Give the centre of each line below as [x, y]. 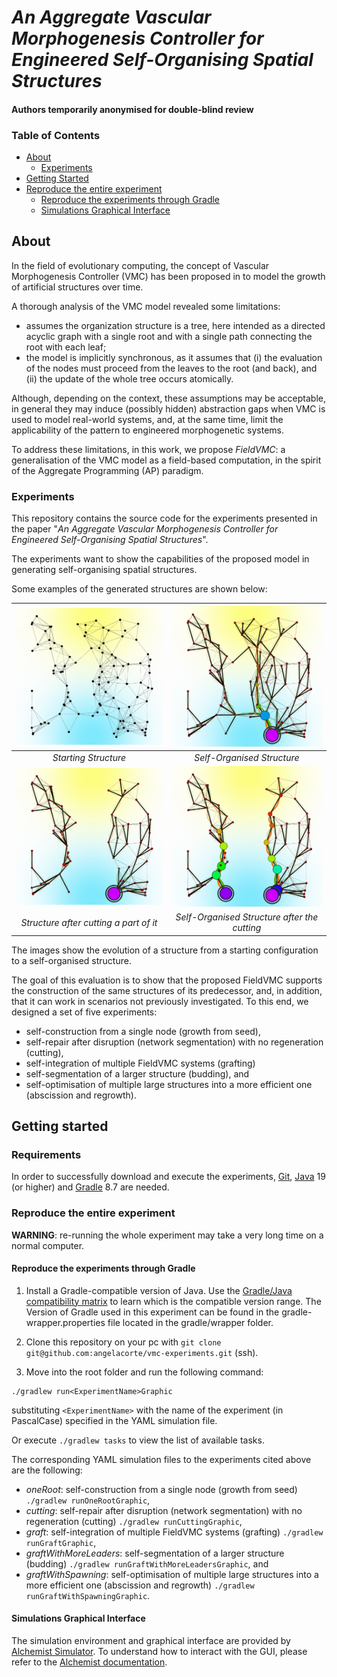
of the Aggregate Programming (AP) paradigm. [107, 470]
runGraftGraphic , [61, 1542]
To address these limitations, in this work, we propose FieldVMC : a [148, 449]
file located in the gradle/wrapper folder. [190, 1322]
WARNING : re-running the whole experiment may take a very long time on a [167, 1235]
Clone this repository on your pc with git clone [123, 1342]
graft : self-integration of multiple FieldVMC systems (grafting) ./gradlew [174, 1532]
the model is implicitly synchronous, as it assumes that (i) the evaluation [174, 357]
